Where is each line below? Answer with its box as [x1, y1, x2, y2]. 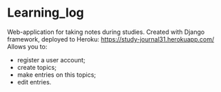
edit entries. [17, 77, 52, 86]
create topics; [17, 63, 57, 71]
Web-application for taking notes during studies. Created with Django [7, 28, 205, 36]
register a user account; [17, 55, 86, 64]
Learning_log [7, 5, 84, 21]
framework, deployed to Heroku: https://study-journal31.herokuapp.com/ [7, 35, 215, 43]
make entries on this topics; [17, 71, 97, 79]
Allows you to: [7, 42, 48, 50]
